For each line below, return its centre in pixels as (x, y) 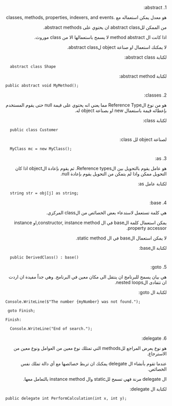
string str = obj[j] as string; (45, 193)
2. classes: (155, 95)
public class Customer (34, 130)
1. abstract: (155, 7)
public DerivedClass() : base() (45, 257)
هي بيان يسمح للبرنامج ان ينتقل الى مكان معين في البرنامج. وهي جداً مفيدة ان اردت (88, 277)
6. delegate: (154, 338)
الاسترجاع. (157, 354)
